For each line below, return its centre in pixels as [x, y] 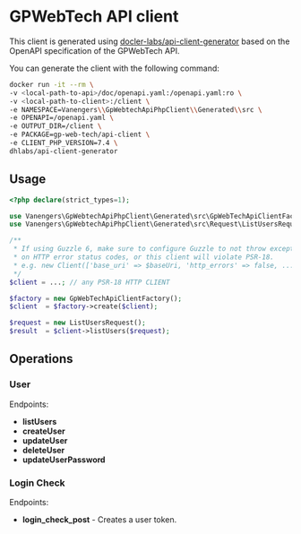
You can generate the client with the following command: [114, 68]
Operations [41, 359]
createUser [43, 431]
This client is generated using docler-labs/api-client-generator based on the [150, 41]
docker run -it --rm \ [52, 84]
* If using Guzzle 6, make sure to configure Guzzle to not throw [140, 249]
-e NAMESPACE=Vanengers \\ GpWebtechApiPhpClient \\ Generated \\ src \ [136, 109]
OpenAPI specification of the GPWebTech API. [95, 50]
